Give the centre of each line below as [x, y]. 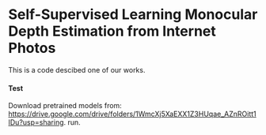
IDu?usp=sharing [36, 122]
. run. [72, 122]
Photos [32, 48]
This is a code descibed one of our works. [77, 69]
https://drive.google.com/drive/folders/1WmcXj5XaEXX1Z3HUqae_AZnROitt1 [132, 114]
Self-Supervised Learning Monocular [133, 15]
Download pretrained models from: [65, 106]
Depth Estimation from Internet [112, 31]
